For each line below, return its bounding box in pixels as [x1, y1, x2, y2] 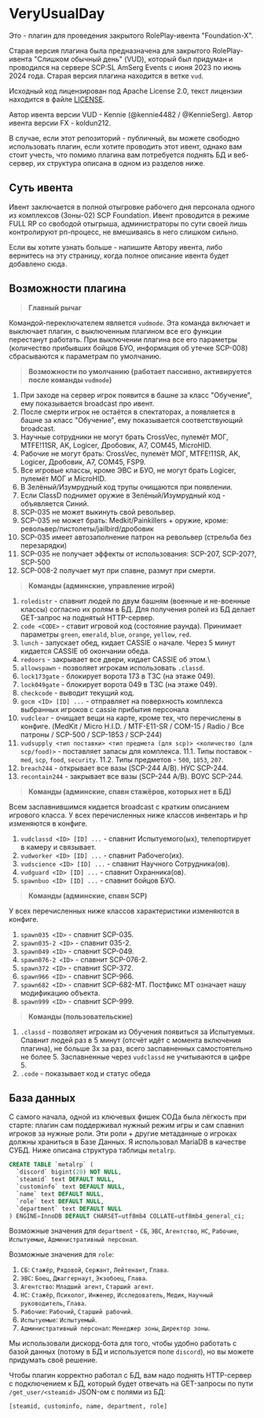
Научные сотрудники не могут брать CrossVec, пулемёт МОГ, [20, 432, 229, 441]
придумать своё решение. [9, 1355, 97, 1365]
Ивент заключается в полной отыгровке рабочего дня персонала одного [9, 202, 255, 211]
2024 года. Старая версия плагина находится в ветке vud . [9, 71, 203, 80]
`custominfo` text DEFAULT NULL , [16, 1183, 126, 1191]
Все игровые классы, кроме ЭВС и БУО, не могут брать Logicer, [20, 465, 236, 475]
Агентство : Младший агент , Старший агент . [20, 1282, 154, 1291]
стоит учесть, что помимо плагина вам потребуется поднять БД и [9, 150, 233, 160]
